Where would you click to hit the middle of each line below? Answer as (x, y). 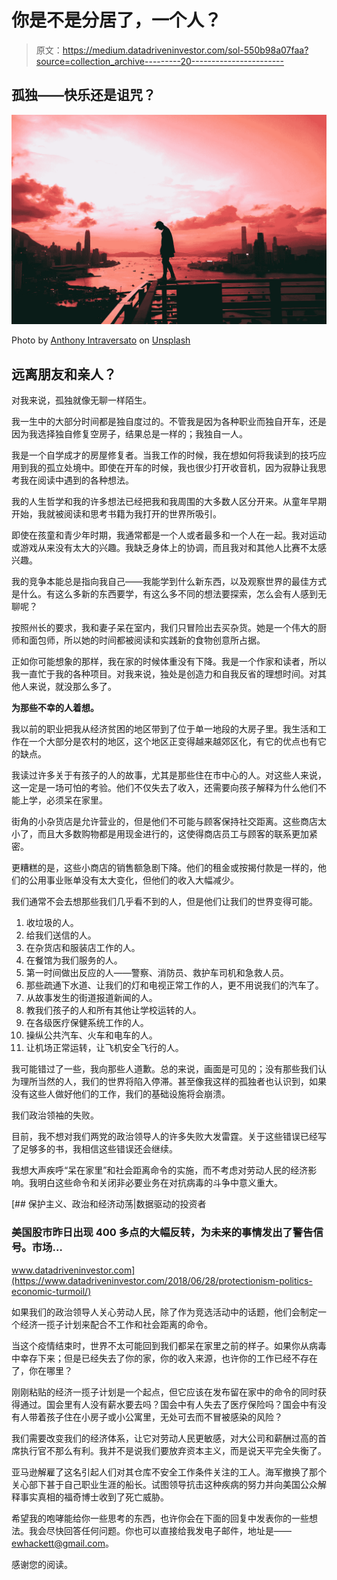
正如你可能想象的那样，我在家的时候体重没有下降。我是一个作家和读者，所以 (169, 662)
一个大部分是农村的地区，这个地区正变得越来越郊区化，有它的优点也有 (173, 742)
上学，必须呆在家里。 (63, 800)
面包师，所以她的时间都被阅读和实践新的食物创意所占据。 (147, 640)
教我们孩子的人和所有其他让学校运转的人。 (113, 1010)
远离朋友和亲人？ (64, 374)
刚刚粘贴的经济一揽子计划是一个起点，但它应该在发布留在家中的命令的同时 (164, 1392)
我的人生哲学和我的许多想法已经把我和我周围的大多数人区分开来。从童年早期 (169, 502)
